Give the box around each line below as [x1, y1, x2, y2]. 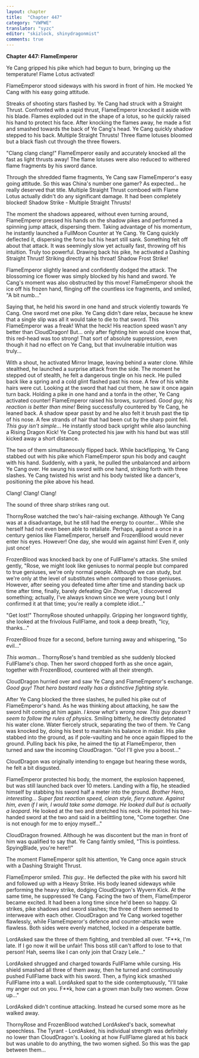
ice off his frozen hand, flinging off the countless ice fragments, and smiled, [6, 285, 192, 292]
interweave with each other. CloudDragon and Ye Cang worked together [6, 912, 183, 919]
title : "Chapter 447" [6, 14, 62, 20]
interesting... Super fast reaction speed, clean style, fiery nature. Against [6, 795, 185, 801]
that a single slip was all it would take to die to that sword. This [6, 316, 159, 323]
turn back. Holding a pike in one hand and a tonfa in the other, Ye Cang [6, 391, 180, 398]
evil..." [6, 642, 22, 649]
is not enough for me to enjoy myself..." [6, 820, 102, 827]
